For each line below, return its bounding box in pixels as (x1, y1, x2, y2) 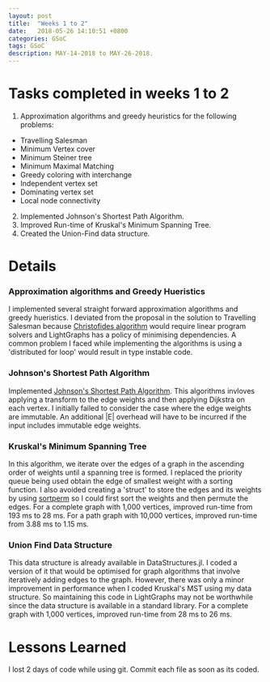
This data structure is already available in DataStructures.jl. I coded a (8, 558, 238, 568)
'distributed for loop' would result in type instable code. (8, 347, 193, 357)
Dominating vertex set (19, 187, 95, 197)
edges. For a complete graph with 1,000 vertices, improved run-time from (8, 502, 253, 512)
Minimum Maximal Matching (19, 161, 115, 171)
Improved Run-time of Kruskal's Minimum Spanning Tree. (19, 220, 212, 229)
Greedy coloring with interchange (19, 169, 132, 179)
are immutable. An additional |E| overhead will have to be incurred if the (8, 411, 247, 421)
